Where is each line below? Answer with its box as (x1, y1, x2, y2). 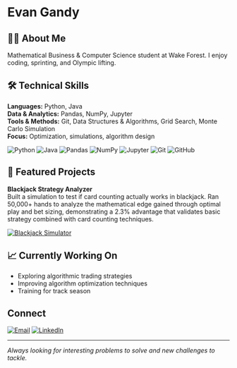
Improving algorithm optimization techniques (17, 279, 148, 288)
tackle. (7, 354, 28, 362)
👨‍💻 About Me (7, 32, 66, 44)
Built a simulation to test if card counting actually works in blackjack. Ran (7, 192, 219, 201)
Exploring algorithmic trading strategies (17, 272, 133, 281)
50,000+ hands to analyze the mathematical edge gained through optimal (7, 200, 221, 208)
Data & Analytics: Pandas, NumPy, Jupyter (7, 109, 133, 118)
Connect (7, 307, 47, 319)
